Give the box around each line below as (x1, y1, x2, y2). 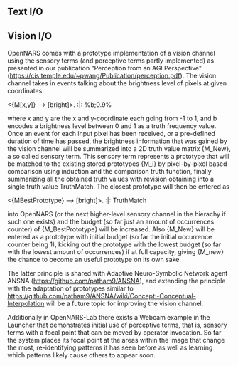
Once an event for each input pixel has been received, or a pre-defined (7, 130, 215, 138)
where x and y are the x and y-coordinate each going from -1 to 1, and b (7, 114, 217, 123)
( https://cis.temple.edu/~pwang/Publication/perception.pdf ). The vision (7, 71, 217, 80)
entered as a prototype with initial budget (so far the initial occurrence (7, 233, 212, 241)
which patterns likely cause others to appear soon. (7, 351, 156, 360)
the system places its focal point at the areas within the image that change (7, 336, 225, 345)
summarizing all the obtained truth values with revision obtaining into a (7, 174, 215, 184)
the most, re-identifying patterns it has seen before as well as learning (7, 343, 213, 352)
